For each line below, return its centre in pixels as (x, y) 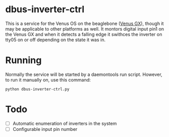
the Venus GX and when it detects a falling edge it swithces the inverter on (84, 34)
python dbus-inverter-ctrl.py (38, 89)
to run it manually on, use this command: (48, 79)
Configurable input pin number (45, 129)
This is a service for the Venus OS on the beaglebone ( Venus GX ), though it (85, 23)
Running (23, 60)
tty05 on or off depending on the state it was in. (55, 40)
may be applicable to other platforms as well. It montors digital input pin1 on (85, 29)
